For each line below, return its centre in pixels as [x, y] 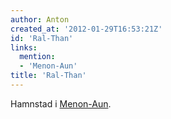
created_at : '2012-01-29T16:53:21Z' [86, 29]
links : [24, 47]
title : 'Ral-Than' [48, 76]
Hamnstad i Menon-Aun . [61, 103]
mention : [37, 57]
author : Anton [40, 19]
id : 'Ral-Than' [42, 38]
